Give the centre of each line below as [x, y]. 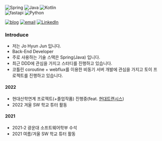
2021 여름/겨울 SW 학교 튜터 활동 [44, 134]
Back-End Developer [33, 52]
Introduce [17, 35]
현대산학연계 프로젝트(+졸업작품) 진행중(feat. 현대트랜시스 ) [68, 99]
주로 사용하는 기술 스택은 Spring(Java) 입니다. [56, 57]
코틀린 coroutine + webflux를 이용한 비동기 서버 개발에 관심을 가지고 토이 [82, 70]
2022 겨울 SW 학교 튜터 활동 [39, 104]
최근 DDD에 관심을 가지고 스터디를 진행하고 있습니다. [62, 63]
